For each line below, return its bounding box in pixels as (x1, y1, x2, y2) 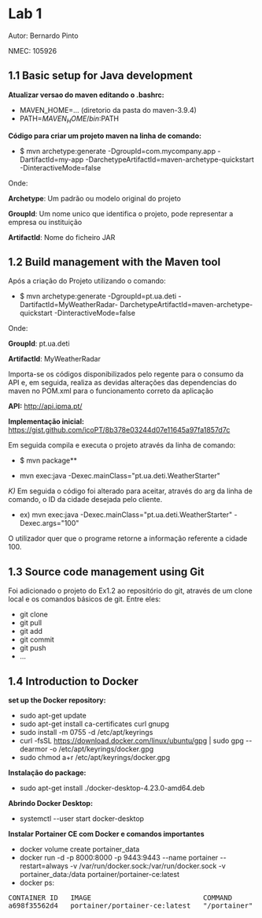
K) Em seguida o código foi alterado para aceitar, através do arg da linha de (8, 486, 253, 496)
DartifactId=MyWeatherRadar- (19, 300, 118, 309)
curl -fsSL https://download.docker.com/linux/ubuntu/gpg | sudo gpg (19, 736, 244, 745)
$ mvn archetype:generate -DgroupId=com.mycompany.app (19, 146, 216, 155)
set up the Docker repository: (8, 695, 106, 705)
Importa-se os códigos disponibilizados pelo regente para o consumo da (8, 369, 244, 379)
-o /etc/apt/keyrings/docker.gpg (49, 744, 154, 754)
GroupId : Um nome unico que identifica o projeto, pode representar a (8, 208, 234, 218)
